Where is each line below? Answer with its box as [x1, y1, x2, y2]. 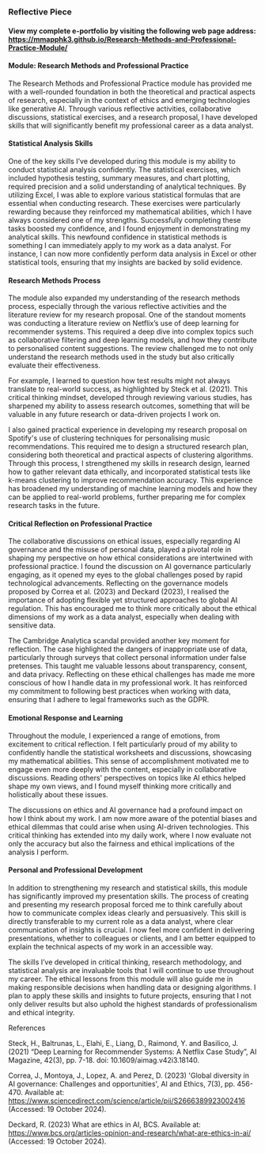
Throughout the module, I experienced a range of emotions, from [8, 731, 220, 740]
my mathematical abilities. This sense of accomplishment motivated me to [8, 756, 249, 765]
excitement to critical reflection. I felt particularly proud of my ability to [8, 739, 238, 749]
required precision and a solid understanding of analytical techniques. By [8, 181, 247, 191]
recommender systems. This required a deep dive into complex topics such [8, 327, 254, 337]
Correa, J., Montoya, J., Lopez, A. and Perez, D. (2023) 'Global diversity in [8, 1071, 249, 1080]
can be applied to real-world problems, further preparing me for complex [8, 492, 246, 502]
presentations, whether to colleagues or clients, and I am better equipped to [8, 933, 256, 943]
